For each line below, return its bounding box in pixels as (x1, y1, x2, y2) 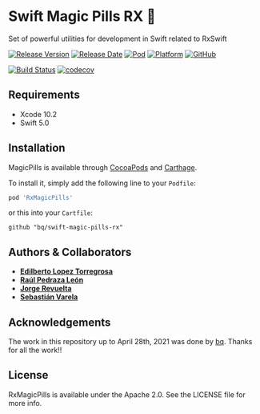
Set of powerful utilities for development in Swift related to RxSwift (8, 34, 227, 43)
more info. (8, 398, 42, 408)
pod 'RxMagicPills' (8, 193, 74, 201)
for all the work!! (8, 345, 62, 355)
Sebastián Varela (19, 292, 78, 302)
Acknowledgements (8, 315, 111, 329)
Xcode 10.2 (19, 109, 58, 119)
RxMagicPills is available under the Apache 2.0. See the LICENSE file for (8, 389, 246, 400)
